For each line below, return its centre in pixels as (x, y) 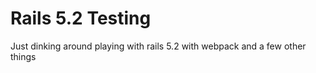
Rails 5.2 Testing (81, 18)
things (23, 56)
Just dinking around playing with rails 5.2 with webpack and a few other (158, 46)
